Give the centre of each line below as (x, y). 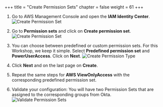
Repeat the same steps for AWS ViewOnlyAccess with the (71, 75)
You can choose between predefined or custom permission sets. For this (85, 45)
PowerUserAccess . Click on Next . (46, 56)
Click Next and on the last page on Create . (55, 65)
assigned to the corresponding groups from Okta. (61, 95)
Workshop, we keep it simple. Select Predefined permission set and (81, 51)
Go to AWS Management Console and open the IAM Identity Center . (81, 16)
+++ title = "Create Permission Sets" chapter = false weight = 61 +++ (74, 7)
